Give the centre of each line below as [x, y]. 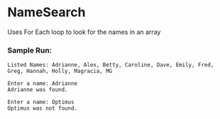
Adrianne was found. [38, 90]
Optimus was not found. [43, 108]
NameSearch [46, 12]
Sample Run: [30, 50]
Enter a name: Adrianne [43, 84]
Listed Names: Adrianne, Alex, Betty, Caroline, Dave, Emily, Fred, [111, 65]
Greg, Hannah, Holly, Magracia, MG [60, 72]
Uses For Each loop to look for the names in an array [84, 32]
